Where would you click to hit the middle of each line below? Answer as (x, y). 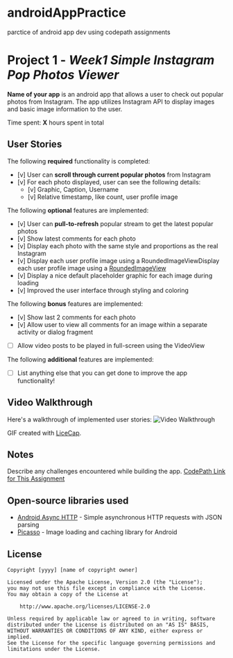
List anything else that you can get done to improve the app (102, 373)
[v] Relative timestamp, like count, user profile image (103, 197)
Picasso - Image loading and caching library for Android (97, 532)
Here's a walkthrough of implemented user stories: (80, 419)
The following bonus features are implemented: (75, 303)
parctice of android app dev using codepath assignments (89, 32)
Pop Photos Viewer (63, 75)
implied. (20, 637)
